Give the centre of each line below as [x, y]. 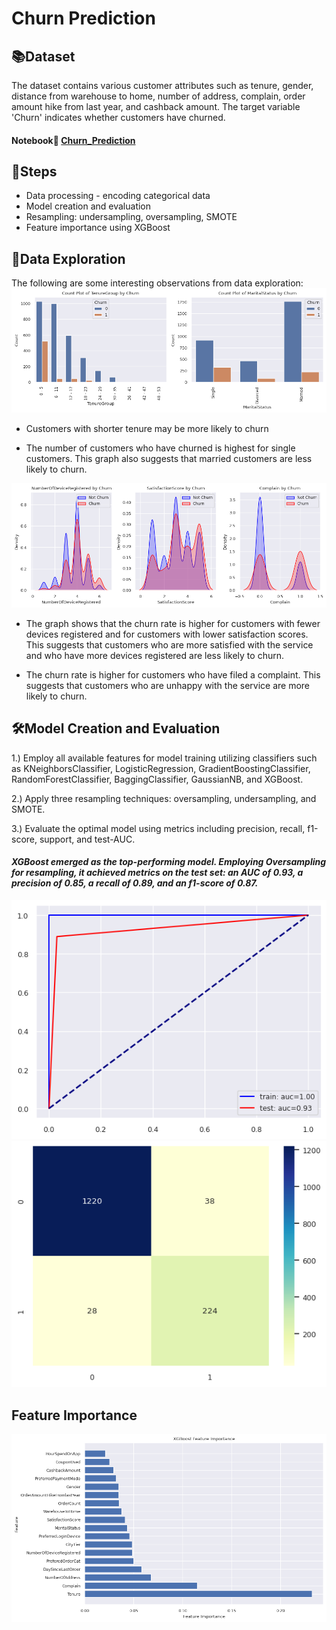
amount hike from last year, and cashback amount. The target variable [156, 106]
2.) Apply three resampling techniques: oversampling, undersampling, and [164, 798]
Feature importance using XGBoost [98, 228]
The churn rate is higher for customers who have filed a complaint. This [173, 674]
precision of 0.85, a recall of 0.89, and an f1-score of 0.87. [135, 883]
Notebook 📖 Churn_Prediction [73, 140]
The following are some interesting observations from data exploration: [157, 283]
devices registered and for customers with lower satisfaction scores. [167, 634]
